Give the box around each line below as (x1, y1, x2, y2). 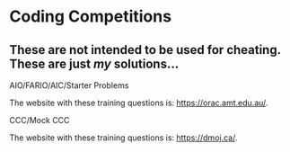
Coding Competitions (9, 6, 172, 27)
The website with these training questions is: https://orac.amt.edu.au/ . (9, 97, 268, 108)
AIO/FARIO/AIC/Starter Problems (9, 80, 129, 91)
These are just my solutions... (9, 56, 180, 71)
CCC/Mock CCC (9, 115, 70, 125)
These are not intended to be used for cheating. (9, 42, 281, 58)
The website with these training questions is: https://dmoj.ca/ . (9, 132, 238, 143)
